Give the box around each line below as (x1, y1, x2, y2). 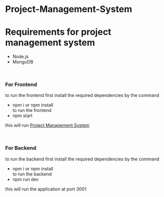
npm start (12, 112, 32, 118)
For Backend (5, 144, 36, 151)
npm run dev (12, 176, 39, 182)
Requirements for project (5, 26, 111, 38)
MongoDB (12, 59, 33, 65)
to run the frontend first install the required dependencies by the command (5, 92, 159, 98)
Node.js (12, 53, 29, 59)
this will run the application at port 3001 (5, 186, 86, 192)
